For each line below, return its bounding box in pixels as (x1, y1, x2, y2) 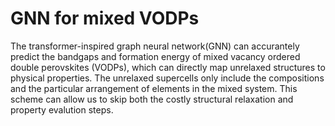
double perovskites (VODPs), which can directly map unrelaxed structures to (10, 61, 326, 73)
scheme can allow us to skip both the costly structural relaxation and (10, 93, 294, 105)
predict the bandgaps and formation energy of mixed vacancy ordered (10, 50, 301, 62)
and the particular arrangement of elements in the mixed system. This (10, 82, 298, 94)
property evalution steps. (10, 103, 114, 116)
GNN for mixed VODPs (10, 7, 200, 30)
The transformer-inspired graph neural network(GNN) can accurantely (10, 40, 300, 52)
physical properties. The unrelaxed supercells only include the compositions (10, 72, 325, 84)
